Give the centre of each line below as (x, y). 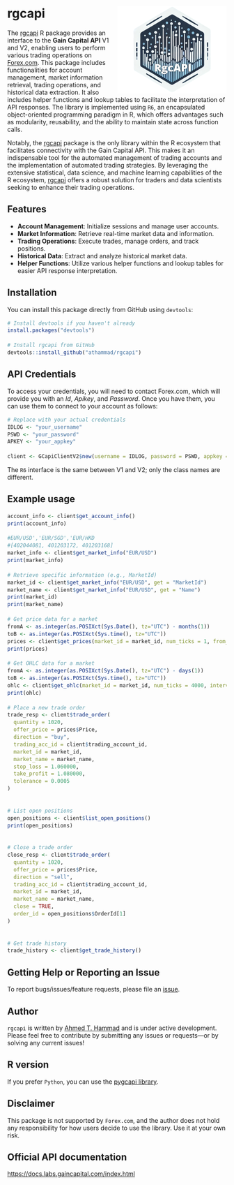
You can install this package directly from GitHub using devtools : (100, 309)
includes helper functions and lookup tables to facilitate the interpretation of (116, 99)
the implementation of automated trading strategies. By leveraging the (108, 165)
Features (27, 209)
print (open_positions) (40, 825)
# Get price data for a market (53, 619)
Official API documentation (67, 1157)
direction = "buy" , (42, 737)
